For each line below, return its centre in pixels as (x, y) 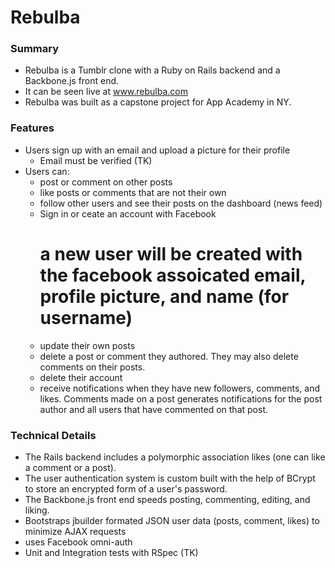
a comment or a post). (70, 468)
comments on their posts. (92, 367)
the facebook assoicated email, (173, 275)
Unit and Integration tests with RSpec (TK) (111, 553)
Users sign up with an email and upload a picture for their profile (157, 150)
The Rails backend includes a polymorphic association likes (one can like (175, 457)
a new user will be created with (171, 253)
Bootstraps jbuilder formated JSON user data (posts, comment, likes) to (172, 521)
